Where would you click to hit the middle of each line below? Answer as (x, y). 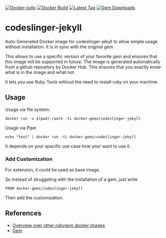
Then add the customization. (34, 198)
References (23, 213)
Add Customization (29, 159)
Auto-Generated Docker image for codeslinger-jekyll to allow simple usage (82, 41)
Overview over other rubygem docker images (58, 225)
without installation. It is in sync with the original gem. (60, 47)
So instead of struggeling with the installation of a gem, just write (71, 179)
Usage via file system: (28, 109)
